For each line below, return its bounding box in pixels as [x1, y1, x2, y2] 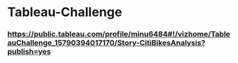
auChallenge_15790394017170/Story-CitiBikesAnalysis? [7, 38, 205, 48]
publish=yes [7, 47, 51, 57]
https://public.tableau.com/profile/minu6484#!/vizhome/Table [7, 29, 231, 39]
